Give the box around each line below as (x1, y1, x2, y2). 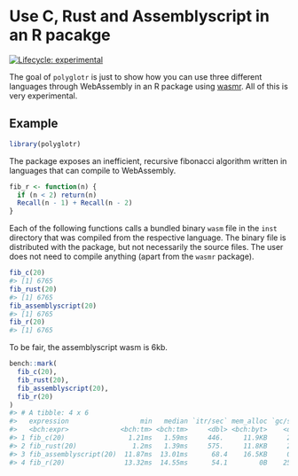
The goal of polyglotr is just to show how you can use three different (9, 71, 263, 82)
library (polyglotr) (9, 139, 82, 148)
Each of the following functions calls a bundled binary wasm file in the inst (9, 223, 278, 234)
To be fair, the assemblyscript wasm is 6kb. (9, 342, 169, 353)
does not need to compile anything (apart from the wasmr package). (9, 251, 255, 262)
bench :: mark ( (9, 359, 58, 369)
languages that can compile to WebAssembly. (9, 165, 176, 176)
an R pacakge (9, 25, 111, 45)
